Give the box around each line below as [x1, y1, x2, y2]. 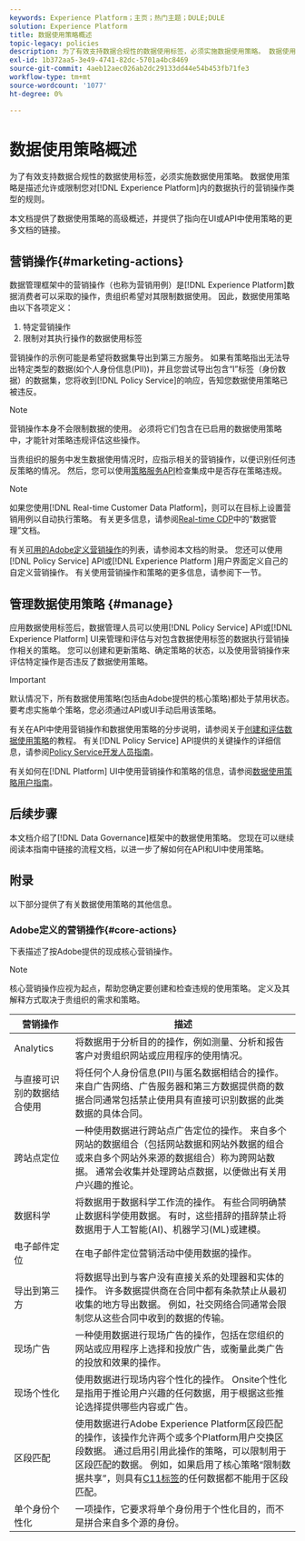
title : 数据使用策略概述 [9, 30, 93, 39]
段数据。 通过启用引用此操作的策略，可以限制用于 [74, 1445, 288, 1457]
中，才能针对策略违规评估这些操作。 [9, 435, 145, 445]
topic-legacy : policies [9, 38, 100, 48]
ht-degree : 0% [9, 89, 64, 98]
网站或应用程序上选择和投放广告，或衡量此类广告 [74, 1342, 284, 1355]
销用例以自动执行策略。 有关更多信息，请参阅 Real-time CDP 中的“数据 [9, 514, 270, 525]
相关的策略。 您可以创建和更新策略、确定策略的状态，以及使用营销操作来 [16, 645, 290, 655]
